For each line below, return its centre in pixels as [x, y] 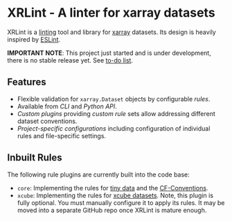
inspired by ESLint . [34, 39]
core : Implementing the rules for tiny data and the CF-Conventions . [113, 188]
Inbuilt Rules [35, 158]
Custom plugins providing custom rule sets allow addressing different [116, 113]
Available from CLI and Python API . [67, 106]
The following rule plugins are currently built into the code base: [99, 174]
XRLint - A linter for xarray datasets [111, 13]
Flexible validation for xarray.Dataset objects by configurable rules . [114, 99]
